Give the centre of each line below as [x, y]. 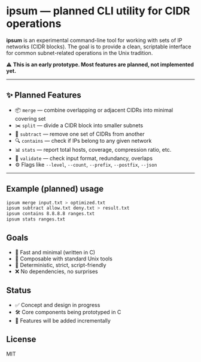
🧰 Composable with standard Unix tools [63, 259]
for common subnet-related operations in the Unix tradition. [80, 53]
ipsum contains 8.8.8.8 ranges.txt [51, 214]
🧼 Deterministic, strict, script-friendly [60, 265]
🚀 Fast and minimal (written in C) [55, 252]
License [21, 340]
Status [19, 291]
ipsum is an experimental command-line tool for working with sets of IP [94, 40]
